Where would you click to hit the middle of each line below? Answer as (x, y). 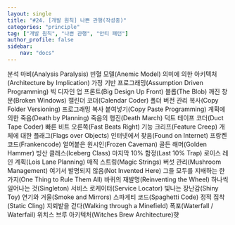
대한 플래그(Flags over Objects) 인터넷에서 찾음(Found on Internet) (114, 135)
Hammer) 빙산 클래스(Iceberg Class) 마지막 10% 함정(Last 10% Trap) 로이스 (114, 153)
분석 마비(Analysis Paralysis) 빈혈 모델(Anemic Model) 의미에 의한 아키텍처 (112, 74)
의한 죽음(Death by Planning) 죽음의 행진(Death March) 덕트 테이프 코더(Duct (115, 117)
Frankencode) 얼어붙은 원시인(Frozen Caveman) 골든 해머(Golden (114, 144)
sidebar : (20, 46)
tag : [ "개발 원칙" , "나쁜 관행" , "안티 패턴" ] (68, 33)
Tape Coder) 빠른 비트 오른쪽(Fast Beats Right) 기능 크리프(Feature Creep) (113, 127)
